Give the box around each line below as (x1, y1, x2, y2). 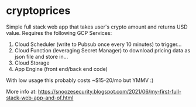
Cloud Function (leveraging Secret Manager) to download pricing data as (14, 47, 191, 53)
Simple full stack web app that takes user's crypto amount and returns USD (6, 23, 188, 30)
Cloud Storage (14, 59, 50, 66)
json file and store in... (14, 53, 68, 60)
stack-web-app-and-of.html (6, 94, 74, 101)
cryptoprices (6, 4, 71, 17)
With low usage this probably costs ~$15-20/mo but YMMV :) (6, 77, 154, 84)
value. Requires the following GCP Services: (6, 29, 112, 36)
